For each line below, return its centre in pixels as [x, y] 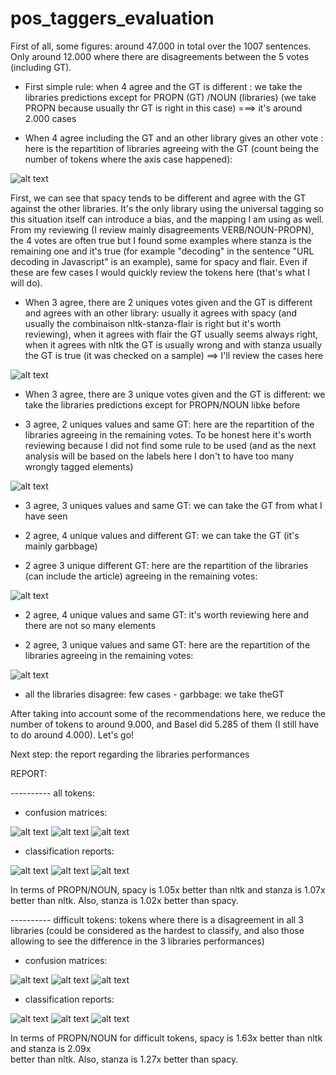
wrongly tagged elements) [79, 466]
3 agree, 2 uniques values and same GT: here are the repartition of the [169, 424]
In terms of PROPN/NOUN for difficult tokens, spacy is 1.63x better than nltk [166, 1038]
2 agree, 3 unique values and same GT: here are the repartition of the [167, 644]
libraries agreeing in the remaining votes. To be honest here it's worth [168, 434]
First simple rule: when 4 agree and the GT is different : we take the [163, 86]
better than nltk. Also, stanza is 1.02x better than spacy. [124, 900]
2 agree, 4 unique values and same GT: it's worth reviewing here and [166, 614]
